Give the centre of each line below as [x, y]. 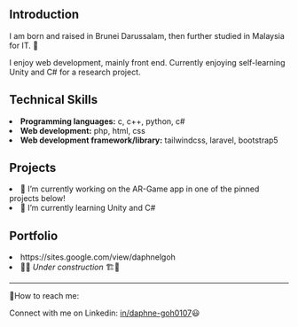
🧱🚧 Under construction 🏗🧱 [70, 267]
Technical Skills [54, 100]
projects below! [38, 199]
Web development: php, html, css [83, 130]
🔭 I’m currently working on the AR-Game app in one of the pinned [140, 189]
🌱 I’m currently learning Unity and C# [88, 208]
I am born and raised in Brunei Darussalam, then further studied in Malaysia [147, 35]
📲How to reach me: [44, 296]
